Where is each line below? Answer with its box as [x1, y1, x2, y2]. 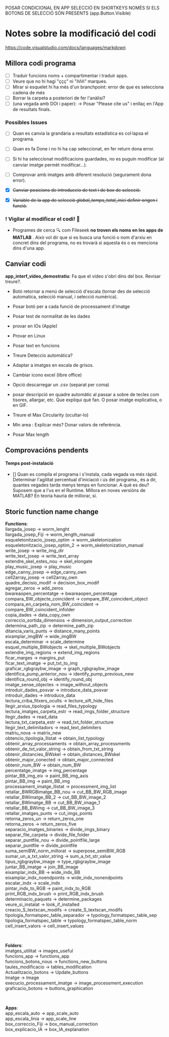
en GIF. [12, 402, 28, 408]
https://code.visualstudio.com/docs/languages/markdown [5, 44, 126, 50]
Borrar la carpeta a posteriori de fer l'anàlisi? [12, 95, 105, 101]
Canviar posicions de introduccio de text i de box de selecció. [12, 187, 141, 193]
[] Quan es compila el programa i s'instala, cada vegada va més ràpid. [12, 471, 158, 477]
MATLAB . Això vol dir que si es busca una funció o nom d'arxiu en [12, 235, 152, 241]
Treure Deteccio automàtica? [12, 352, 73, 358]
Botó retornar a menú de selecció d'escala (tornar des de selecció [12, 288, 150, 294]
